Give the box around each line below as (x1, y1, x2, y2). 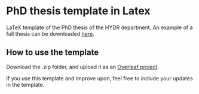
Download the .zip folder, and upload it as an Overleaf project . (6, 63, 160, 70)
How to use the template (6, 48, 99, 58)
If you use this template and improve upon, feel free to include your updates (6, 74, 193, 82)
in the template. (6, 81, 45, 88)
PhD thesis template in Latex (6, 4, 151, 18)
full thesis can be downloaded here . (6, 30, 94, 37)
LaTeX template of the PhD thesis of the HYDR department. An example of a (6, 24, 193, 31)
